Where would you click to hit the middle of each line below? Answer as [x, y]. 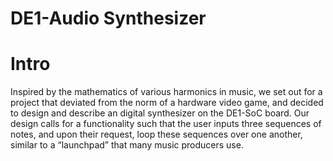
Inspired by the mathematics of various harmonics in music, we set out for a [166, 92]
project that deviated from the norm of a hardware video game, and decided [167, 103]
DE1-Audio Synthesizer [108, 18]
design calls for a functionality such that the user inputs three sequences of [166, 124]
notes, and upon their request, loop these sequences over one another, [156, 134]
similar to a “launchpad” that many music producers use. [127, 145]
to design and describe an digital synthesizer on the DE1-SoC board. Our [160, 113]
